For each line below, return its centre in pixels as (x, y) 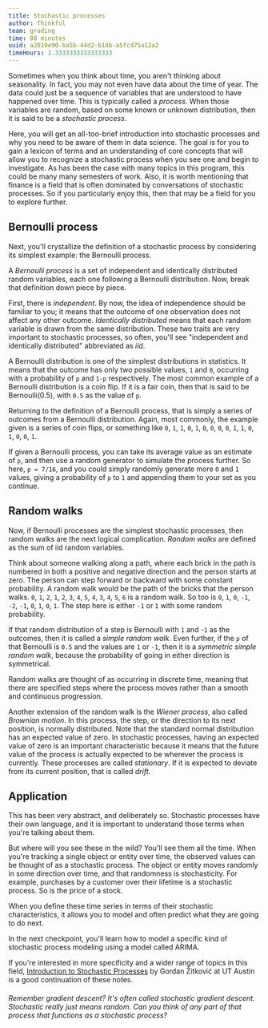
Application (38, 797)
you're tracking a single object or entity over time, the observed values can (132, 857)
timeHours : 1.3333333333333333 (60, 53)
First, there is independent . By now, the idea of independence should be (127, 303)
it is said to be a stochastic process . (68, 118)
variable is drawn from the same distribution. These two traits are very (124, 329)
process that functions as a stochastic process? (88, 1015)
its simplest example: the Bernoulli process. (80, 255)
